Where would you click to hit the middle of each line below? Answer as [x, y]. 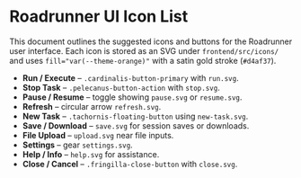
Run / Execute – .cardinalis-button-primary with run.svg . [131, 77]
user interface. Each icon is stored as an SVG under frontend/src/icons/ [144, 50]
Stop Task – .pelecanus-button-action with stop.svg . [121, 87]
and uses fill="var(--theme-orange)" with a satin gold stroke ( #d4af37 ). [143, 60]
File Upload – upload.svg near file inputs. [98, 135]
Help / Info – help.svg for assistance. [91, 154]
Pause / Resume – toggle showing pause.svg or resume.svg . [132, 97]
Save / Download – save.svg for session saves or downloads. [136, 125]
